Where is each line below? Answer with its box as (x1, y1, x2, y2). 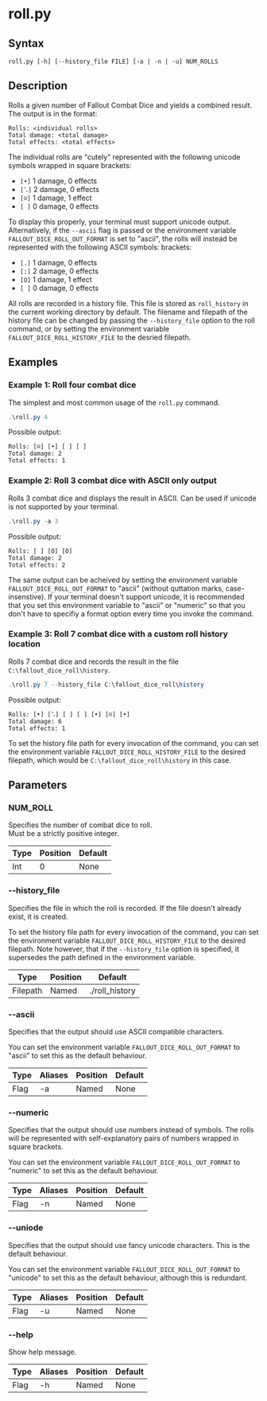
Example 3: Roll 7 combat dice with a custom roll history (8, 629, 229, 640)
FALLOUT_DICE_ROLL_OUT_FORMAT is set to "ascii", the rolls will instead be (8, 233, 238, 243)
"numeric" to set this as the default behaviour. (8, 1166, 159, 1175)
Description (8, 79, 68, 92)
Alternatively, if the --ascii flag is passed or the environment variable (8, 225, 237, 235)
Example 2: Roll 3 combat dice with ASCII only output (8, 475, 217, 486)
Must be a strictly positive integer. (8, 829, 119, 838)
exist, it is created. (8, 912, 68, 921)
